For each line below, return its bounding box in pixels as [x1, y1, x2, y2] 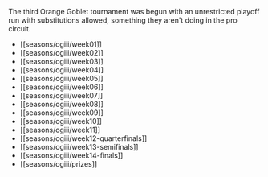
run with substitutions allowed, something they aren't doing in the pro [8, 15, 238, 25]
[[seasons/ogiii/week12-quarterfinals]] [19, 134, 148, 143]
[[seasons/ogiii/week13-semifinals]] [19, 142, 139, 151]
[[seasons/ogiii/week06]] [19, 82, 104, 92]
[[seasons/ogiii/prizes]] [19, 159, 98, 168]
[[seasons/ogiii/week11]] [19, 125, 101, 134]
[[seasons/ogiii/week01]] [19, 39, 103, 49]
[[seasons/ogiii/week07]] [19, 91, 104, 100]
